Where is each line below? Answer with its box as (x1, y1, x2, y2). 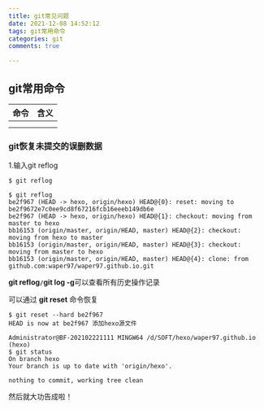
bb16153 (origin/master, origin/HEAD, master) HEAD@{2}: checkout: (8, 227, 242, 235)
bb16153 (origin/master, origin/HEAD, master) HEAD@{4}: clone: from (8, 255, 249, 263)
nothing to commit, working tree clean (8, 376, 144, 385)
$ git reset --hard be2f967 (8, 311, 104, 320)
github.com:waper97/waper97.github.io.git (8, 262, 154, 271)
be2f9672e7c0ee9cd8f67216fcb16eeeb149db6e (8, 205, 154, 214)
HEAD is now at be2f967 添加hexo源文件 (8, 320, 137, 328)
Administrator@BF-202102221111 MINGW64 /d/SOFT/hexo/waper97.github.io (8, 334, 256, 342)
